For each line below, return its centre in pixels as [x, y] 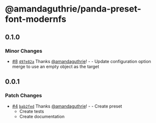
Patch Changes [24, 95]
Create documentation [42, 116]
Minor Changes [24, 51]
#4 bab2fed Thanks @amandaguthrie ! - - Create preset [67, 106]
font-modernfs [36, 19]
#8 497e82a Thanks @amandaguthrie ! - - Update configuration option [81, 61]
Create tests [32, 111]
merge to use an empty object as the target [56, 66]
